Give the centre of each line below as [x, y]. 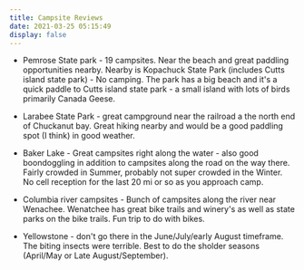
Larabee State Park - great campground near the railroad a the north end [159, 116]
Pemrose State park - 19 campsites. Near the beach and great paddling [156, 61]
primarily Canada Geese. [69, 99]
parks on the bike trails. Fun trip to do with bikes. [114, 219]
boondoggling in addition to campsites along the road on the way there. [156, 163]
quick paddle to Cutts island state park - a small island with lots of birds [156, 89]
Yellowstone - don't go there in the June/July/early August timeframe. [153, 236]
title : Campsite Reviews [56, 18]
